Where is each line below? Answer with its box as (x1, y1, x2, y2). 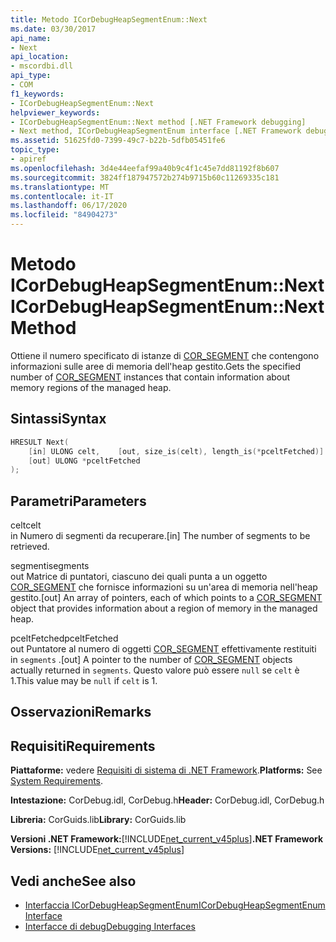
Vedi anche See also (10, 872, 137, 890)
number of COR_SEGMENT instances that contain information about (10, 371, 291, 383)
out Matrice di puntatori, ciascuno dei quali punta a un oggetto (10, 571, 268, 583)
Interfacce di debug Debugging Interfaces (24, 921, 196, 933)
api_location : (10, 52, 70, 62)
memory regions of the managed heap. (10, 381, 172, 393)
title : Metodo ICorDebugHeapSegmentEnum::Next (10, 14, 208, 25)
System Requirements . (10, 775, 104, 787)
